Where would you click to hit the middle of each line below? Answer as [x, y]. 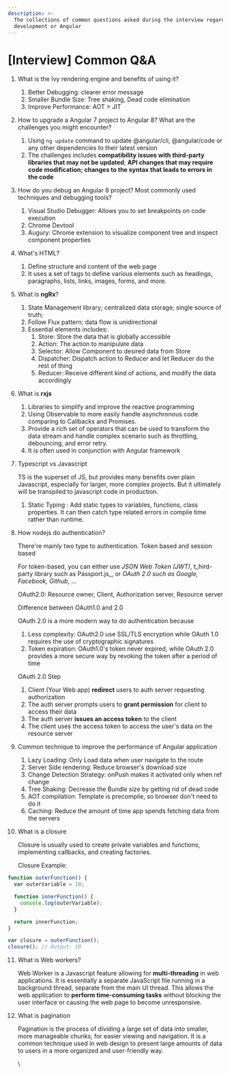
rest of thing [55, 366]
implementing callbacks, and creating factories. [85, 852]
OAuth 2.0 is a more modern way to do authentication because [106, 621]
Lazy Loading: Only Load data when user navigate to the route [115, 760]
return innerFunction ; [46, 922]
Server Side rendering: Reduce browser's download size [107, 767]
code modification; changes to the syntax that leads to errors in [120, 170]
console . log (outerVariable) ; [61, 903]
